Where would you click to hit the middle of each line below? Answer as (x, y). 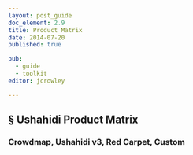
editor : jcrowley (37, 81)
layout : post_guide (40, 15)
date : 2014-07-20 (37, 37)
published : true (35, 45)
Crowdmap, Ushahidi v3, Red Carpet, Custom (96, 142)
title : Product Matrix (45, 30)
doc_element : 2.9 (37, 23)
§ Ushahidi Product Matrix (73, 120)
